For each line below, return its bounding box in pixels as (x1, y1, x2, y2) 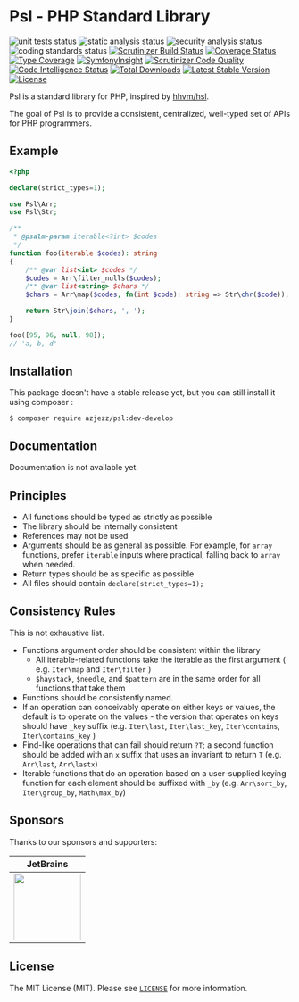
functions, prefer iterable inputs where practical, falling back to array (21, 550, 281, 560)
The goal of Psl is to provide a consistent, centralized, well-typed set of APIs (9, 108, 291, 119)
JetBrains (26, 857, 69, 870)
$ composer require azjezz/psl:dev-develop (9, 414, 174, 423)
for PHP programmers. (9, 118, 92, 128)
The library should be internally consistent (21, 521, 178, 532)
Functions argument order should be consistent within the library (21, 644, 261, 655)
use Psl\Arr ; (9, 199, 58, 209)
